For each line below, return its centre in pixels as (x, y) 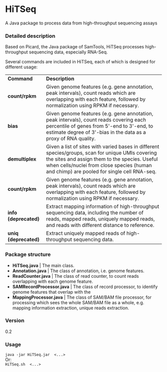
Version (15, 321)
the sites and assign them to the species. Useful (102, 159)
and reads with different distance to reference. (100, 225)
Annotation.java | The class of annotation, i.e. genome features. (78, 271)
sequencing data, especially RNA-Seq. (68, 52)
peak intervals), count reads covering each (96, 120)
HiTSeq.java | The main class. (43, 265)
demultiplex (22, 159)
